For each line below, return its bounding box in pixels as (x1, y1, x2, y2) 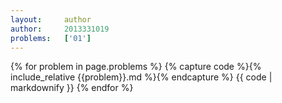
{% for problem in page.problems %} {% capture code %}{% (10, 61, 262, 73)
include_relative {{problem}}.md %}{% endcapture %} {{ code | (10, 71, 273, 83)
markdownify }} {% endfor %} (10, 82, 134, 94)
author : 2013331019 (10, 24, 110, 34)
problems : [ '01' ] (10, 33, 92, 43)
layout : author (10, 14, 92, 25)
